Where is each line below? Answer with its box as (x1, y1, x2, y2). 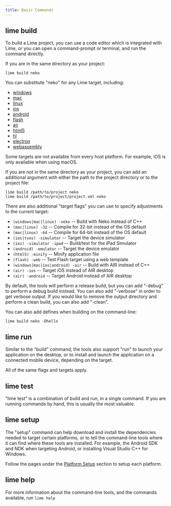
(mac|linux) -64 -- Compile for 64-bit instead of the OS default (12, 229, 146, 236)
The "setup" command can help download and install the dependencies (5, 429, 156, 435)
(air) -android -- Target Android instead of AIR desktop (12, 273, 132, 279)
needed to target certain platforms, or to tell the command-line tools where (5, 434, 163, 441)
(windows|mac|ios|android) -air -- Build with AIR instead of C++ (12, 262, 150, 268)
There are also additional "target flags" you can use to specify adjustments (5, 203, 163, 210)
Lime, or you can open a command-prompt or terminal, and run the (5, 45, 146, 52)
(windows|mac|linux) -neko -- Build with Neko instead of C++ (12, 218, 142, 225)
